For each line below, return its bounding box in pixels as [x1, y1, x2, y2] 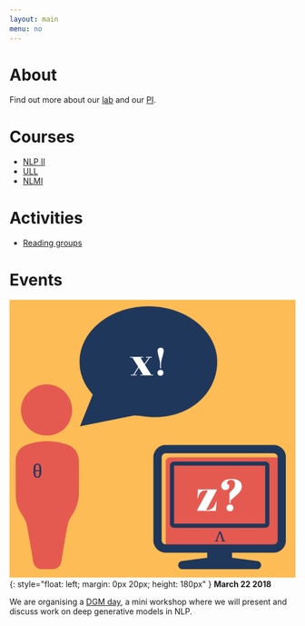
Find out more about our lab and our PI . [9, 94, 156, 105]
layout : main [9, 15, 59, 24]
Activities [9, 207, 84, 228]
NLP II [22, 156, 45, 167]
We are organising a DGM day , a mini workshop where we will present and [9, 596, 288, 608]
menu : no [9, 24, 43, 34]
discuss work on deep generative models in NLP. [9, 606, 192, 617]
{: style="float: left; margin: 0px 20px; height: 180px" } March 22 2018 [9, 579, 272, 590]
